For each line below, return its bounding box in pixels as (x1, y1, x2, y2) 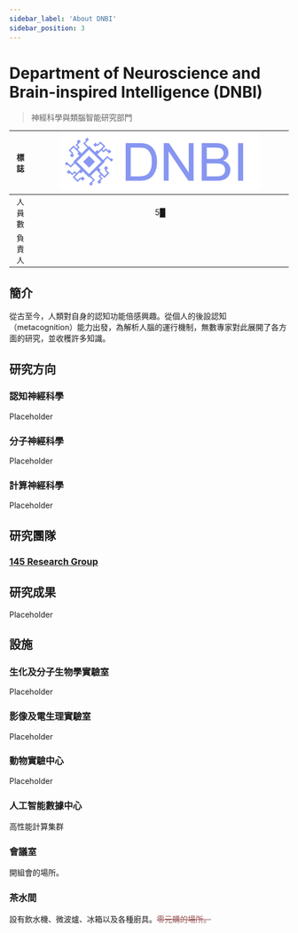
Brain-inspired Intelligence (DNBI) (9, 82, 263, 102)
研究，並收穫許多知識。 (24, 333, 111, 344)
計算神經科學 (9, 479, 65, 492)
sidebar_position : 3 (9, 23, 86, 33)
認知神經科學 (9, 391, 65, 403)
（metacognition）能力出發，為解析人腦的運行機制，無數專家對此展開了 (9, 322, 272, 333)
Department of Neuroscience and (9, 63, 262, 83)
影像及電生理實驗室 (9, 710, 91, 723)
